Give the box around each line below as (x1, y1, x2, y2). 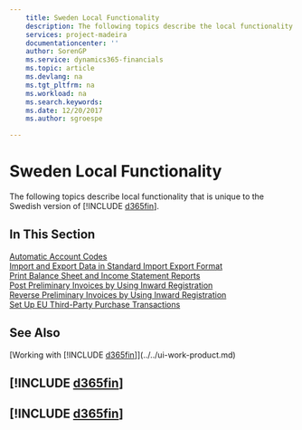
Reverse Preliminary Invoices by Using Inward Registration (9, 289, 227, 300)
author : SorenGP (25, 47, 88, 56)
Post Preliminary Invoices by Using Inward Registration (9, 280, 213, 291)
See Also (9, 325, 61, 340)
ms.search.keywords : (25, 97, 103, 107)
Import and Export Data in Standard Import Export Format (9, 260, 223, 272)
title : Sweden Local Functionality (25, 13, 160, 23)
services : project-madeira (25, 30, 127, 39)
